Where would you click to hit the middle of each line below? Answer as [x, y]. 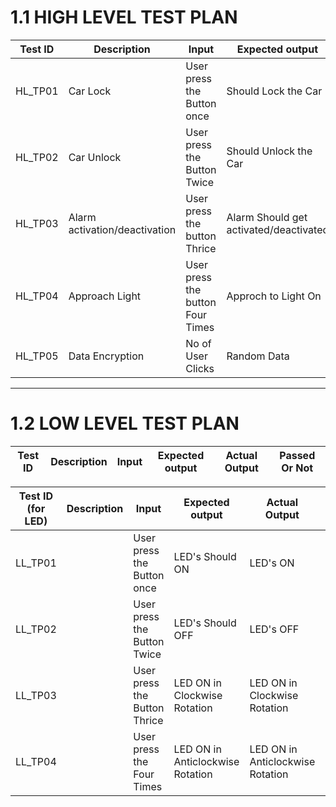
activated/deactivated [278, 229]
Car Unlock [95, 157]
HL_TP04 [37, 296]
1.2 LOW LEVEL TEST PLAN [125, 423]
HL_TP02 [37, 157]
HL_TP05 [37, 356]
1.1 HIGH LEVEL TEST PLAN [124, 17]
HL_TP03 [37, 223]
